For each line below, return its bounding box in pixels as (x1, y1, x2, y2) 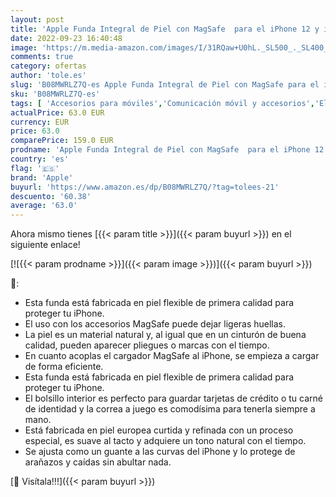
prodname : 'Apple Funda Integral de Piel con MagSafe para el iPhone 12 (10, 145, 325, 155)
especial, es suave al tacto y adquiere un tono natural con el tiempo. (24, 435, 307, 447)
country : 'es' (10, 154, 70, 164)
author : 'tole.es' (10, 71, 87, 81)
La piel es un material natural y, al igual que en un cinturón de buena (24, 329, 307, 341)
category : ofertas (10, 61, 87, 71)
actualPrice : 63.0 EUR (10, 107, 105, 118)
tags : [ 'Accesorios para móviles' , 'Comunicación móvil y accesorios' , (10, 98, 315, 108)
